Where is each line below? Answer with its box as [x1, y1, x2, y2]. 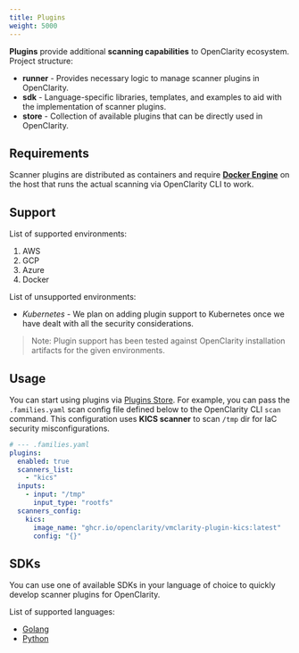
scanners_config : [17, 506, 82, 516]
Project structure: [9, 55, 74, 66]
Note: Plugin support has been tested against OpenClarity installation [30, 335, 286, 346]
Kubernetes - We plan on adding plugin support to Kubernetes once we [21, 309, 286, 319]
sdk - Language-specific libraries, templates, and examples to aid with [21, 91, 283, 103]
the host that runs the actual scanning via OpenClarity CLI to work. [9, 179, 254, 190]
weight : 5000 [9, 21, 58, 30]
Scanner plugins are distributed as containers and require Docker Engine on [9, 169, 290, 180]
